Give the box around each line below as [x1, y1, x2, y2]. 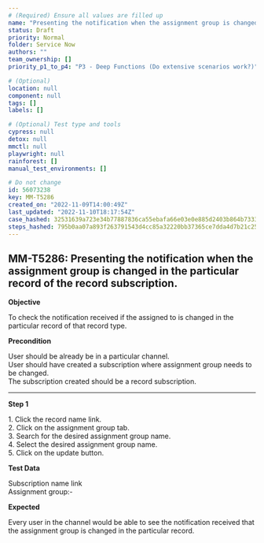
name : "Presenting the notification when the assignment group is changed [8, 19, 258, 27]
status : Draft [8, 26, 55, 34]
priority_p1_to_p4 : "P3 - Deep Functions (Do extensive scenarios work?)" [8, 63, 258, 71]
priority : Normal [8, 33, 65, 42]
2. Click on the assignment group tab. [8, 423, 130, 433]
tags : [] [8, 99, 37, 107]
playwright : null [8, 150, 65, 158]
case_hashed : [8, 215, 51, 223]
